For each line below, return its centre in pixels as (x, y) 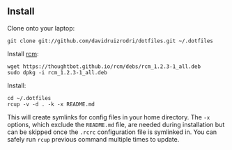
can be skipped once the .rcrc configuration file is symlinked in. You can (112, 132)
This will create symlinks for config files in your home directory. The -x (109, 117)
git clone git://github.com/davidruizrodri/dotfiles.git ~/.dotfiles (110, 41)
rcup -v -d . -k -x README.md (51, 104)
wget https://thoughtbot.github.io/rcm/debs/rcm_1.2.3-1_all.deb (104, 66)
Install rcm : (23, 53)
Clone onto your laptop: (41, 28)
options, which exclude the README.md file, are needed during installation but (116, 124)
